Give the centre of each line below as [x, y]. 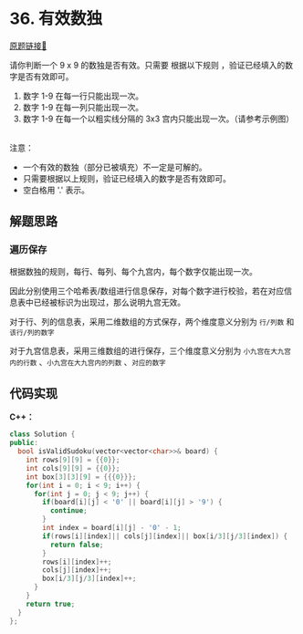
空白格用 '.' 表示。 [56, 190]
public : [24, 443]
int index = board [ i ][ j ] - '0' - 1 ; [112, 528]
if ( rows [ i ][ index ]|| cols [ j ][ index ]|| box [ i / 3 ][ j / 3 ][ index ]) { [165, 536]
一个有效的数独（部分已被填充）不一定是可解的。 [115, 167]
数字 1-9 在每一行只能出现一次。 [83, 96]
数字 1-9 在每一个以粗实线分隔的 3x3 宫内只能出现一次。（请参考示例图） [158, 119]
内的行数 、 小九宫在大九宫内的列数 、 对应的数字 [88, 362]
